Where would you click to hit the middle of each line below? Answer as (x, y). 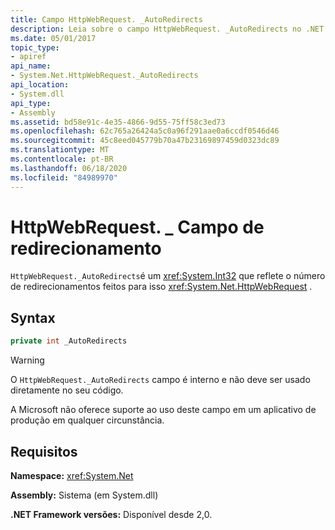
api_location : (40, 85)
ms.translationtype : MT (60, 150)
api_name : (31, 66)
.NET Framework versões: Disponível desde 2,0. (111, 514)
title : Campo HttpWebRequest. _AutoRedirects (106, 19)
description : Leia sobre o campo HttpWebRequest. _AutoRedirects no (156, 29)
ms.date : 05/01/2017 (53, 38)
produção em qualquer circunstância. (87, 420)
